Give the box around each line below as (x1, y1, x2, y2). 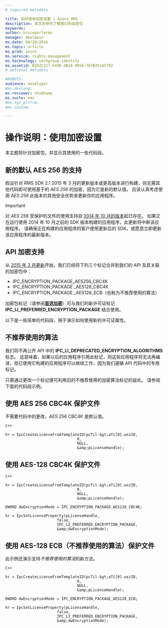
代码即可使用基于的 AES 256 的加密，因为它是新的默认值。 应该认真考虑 (9, 186, 159, 192)
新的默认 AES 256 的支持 (5, 166, 82, 174)
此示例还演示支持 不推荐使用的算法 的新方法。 (5, 556, 98, 562)
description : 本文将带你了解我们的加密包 (5, 21, 83, 26)
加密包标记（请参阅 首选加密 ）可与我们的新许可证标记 (5, 300, 115, 306)
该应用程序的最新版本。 (5, 232, 54, 238)
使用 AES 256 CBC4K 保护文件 (5, 399, 100, 408)
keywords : (5, 26, 26, 31)
